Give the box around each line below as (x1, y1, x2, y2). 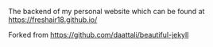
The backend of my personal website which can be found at (8, 7, 205, 16)
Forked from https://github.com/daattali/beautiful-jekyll (8, 31, 189, 39)
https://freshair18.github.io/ (8, 15, 98, 24)
